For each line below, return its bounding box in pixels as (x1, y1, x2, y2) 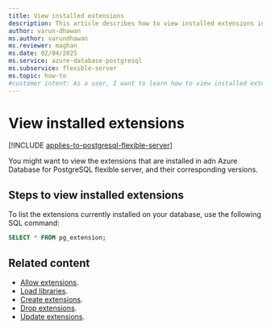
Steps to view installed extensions (8, 188, 184, 202)
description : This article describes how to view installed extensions (8, 19, 254, 27)
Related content (8, 256, 90, 270)
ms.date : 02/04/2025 (8, 49, 78, 57)
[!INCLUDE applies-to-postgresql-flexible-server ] (8, 140, 173, 150)
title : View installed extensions (8, 11, 125, 20)
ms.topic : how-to (8, 72, 67, 80)
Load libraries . (19, 285, 69, 295)
